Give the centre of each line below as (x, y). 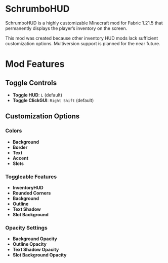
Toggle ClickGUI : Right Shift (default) (53, 100)
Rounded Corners (32, 193)
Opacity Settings (27, 227)
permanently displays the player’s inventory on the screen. (66, 28)
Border (20, 147)
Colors (14, 131)
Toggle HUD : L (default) (37, 95)
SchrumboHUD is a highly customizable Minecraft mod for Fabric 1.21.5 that (84, 23)
